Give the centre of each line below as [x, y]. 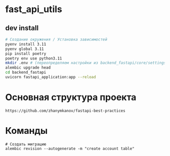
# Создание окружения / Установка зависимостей [56, 39]
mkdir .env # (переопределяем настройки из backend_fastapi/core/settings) [87, 63]
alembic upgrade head [28, 68]
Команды [27, 131]
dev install [22, 28]
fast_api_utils [34, 9]
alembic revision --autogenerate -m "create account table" [70, 148]
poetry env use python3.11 [34, 58]
